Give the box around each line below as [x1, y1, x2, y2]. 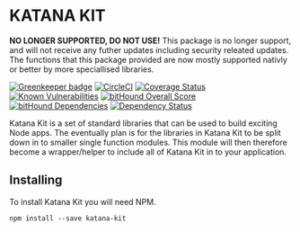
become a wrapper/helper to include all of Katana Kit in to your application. [9, 146, 287, 157]
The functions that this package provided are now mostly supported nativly [9, 54, 287, 65]
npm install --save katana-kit [9, 213, 127, 223]
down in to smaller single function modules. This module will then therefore [9, 137, 287, 147]
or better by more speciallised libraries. [9, 64, 154, 75]
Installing [9, 173, 63, 188]
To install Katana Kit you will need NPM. [9, 196, 156, 207]
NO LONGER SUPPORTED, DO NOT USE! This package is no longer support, [9, 35, 292, 46]
